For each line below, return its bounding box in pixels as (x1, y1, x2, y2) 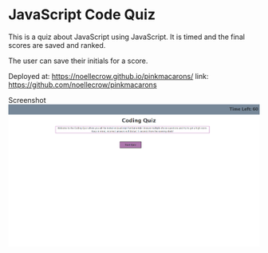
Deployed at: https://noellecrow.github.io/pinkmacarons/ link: (8, 71, 209, 81)
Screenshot (8, 95, 46, 105)
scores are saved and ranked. (8, 40, 106, 49)
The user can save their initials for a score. (8, 56, 148, 65)
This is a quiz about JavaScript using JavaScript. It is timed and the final (8, 32, 246, 42)
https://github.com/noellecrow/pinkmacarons (8, 80, 157, 89)
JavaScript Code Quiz (8, 6, 156, 24)
